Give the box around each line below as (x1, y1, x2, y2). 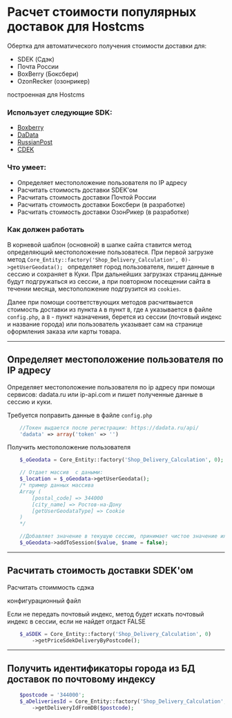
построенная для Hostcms (7, 90, 85, 99)
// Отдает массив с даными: (19, 469, 104, 476)
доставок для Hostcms (7, 19, 145, 35)
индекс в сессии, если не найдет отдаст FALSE (7, 617, 146, 625)
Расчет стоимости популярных (7, 4, 197, 20)
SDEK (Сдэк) (17, 55, 55, 63)
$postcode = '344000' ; (19, 692, 85, 699)
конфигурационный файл (7, 596, 81, 605)
